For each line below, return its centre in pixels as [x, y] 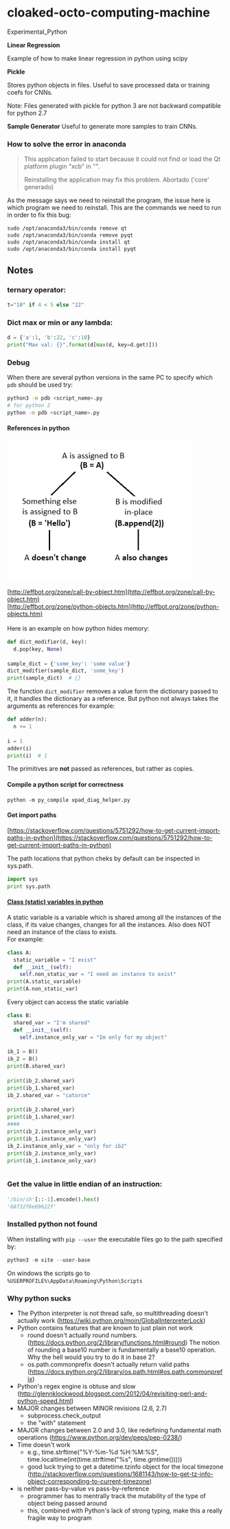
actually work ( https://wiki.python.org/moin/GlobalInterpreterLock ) [111, 1320]
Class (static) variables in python [55, 902]
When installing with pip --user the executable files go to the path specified [115, 1239]
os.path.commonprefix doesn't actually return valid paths [108, 1364]
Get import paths [32, 815]
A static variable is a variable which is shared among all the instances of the [114, 917]
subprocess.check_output [64, 1416]
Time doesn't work [44, 1444]
